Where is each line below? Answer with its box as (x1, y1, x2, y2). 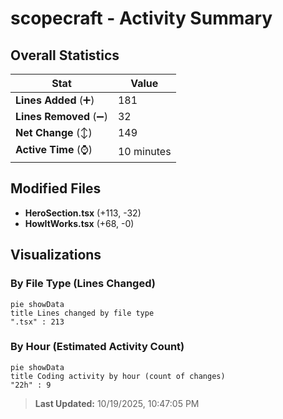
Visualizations (10, 247, 102, 264)
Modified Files (10, 180, 102, 197)
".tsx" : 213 (10, 317, 65, 327)
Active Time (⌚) (15, 143, 93, 156)
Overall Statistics (10, 47, 120, 64)
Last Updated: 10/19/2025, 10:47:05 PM (34, 397, 200, 409)
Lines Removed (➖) (15, 110, 108, 123)
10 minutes (117, 144, 172, 158)
